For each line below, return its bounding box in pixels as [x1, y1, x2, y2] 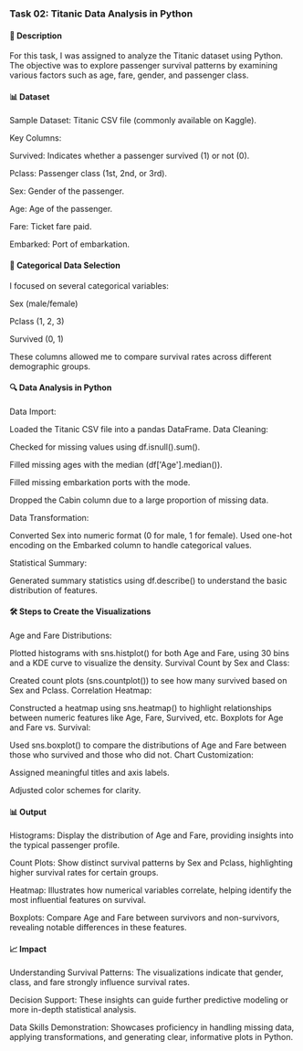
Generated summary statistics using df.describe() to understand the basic [9, 575, 287, 586]
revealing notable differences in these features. [9, 922, 187, 933]
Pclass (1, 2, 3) [9, 315, 65, 326]
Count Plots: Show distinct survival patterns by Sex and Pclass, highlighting [9, 857, 294, 868]
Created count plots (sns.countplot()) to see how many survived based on [9, 674, 287, 685]
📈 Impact [9, 943, 47, 954]
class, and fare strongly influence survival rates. [9, 977, 190, 988]
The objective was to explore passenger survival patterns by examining [9, 60, 278, 71]
